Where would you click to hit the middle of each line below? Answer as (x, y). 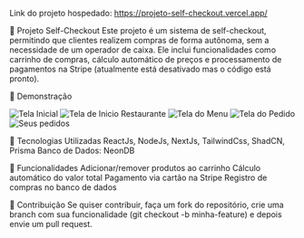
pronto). (25, 79)
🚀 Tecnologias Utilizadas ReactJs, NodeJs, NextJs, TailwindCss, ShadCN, (147, 141)
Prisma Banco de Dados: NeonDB (72, 150)
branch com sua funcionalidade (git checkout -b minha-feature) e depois (146, 214)
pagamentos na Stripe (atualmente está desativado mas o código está (140, 69)
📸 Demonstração (41, 96)
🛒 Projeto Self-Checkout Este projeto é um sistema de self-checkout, (138, 30)
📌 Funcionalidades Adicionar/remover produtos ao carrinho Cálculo (135, 168)
